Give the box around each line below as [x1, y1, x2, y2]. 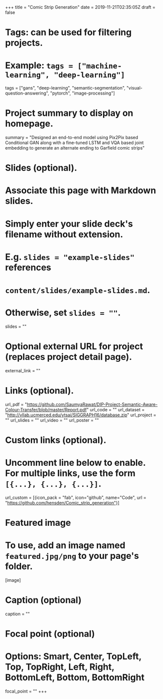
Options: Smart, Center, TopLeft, [5, 651, 142, 662]
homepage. [5, 118, 54, 129]
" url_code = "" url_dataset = [86, 406, 145, 412]
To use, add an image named [5, 540, 125, 551]
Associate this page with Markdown [5, 185, 156, 196]
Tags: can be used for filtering [5, 27, 132, 38]
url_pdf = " [5, 401, 27, 407]
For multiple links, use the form [5, 468, 136, 479]
